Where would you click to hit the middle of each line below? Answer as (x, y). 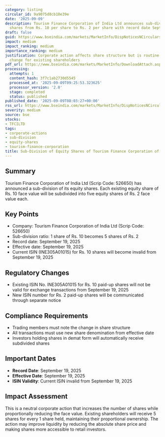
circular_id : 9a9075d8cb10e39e (37, 14)
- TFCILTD (15, 124)
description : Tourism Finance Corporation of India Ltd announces (74, 23)
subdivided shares (31, 343)
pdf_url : (14, 64)
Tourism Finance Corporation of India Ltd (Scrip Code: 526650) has (73, 183)
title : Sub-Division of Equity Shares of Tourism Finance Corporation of (82, 151)
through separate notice (37, 300)
